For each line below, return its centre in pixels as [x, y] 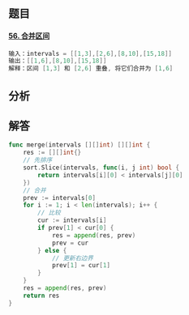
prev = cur [70, 243]
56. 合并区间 [29, 36]
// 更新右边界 [72, 258]
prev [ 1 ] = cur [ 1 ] [81, 266]
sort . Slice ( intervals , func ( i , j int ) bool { [101, 168]
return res [41, 296]
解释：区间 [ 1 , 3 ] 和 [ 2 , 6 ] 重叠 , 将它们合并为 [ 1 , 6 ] [91, 69]
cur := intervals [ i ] [72, 220]
